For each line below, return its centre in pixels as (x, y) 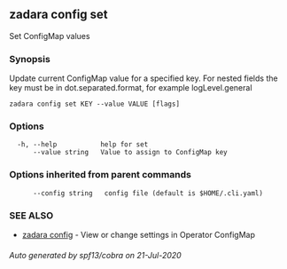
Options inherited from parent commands (101, 175)
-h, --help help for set (83, 145)
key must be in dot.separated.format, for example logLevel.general (131, 88)
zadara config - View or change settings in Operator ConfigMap (138, 235)
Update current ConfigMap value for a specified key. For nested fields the (143, 78)
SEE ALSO (31, 215)
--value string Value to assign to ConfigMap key (130, 153)
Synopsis (30, 59)
